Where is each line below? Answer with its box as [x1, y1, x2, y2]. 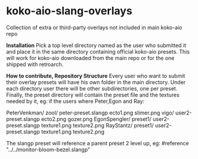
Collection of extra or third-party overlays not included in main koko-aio [6, 24, 182, 31]
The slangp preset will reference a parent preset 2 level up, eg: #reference [6, 139, 189, 146]
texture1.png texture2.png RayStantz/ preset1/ [41, 121, 154, 129]
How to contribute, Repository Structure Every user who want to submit [6, 72, 185, 79]
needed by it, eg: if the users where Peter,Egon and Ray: [6, 97, 145, 105]
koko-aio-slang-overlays [6, 4, 132, 18]
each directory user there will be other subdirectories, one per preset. [6, 85, 178, 92]
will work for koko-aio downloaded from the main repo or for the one [6, 54, 175, 61]
